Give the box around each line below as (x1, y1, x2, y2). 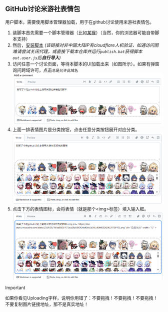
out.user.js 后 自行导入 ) (12, 54, 61, 60)
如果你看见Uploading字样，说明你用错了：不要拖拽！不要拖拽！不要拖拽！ (5, 295, 158, 301)
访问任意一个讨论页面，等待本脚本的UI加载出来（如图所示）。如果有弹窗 (12, 60, 159, 66)
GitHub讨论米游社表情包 (5, 4, 80, 13)
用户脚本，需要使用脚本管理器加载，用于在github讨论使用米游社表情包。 (5, 19, 154, 25)
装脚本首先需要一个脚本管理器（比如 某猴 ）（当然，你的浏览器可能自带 (12, 29, 155, 35)
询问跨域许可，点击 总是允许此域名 (12, 67, 78, 73)
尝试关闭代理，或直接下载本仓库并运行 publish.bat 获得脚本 (21, 48, 142, 54)
